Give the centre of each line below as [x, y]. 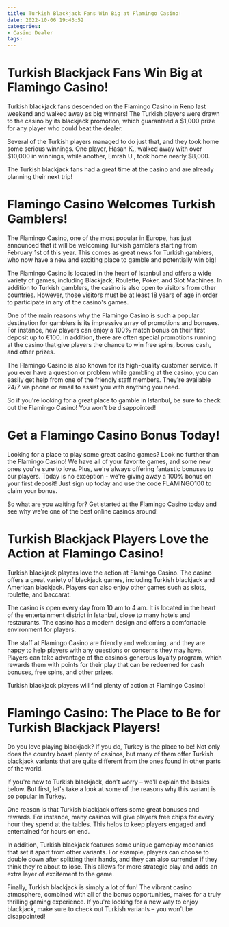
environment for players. [42, 629]
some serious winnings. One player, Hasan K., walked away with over [105, 149]
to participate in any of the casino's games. [68, 302]
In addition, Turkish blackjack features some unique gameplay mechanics [110, 845]
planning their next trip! [40, 177]
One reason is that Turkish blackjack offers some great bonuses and [103, 809]
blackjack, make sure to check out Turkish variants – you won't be [100, 908]
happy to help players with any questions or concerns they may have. [105, 650]
